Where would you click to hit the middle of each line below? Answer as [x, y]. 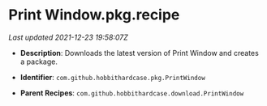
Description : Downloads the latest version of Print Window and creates [140, 53]
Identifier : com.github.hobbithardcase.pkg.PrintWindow [112, 77]
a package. [39, 61]
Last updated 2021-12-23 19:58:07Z [68, 37]
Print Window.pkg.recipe [94, 15]
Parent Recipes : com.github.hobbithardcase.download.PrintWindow [132, 93]
